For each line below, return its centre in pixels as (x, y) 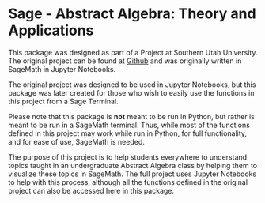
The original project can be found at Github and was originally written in (125, 61)
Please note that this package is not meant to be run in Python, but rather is (131, 116)
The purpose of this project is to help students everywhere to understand (128, 157)
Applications (51, 30)
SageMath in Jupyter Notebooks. (62, 69)
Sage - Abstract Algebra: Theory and (132, 14)
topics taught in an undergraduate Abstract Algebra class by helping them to (133, 165)
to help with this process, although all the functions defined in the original (128, 182)
